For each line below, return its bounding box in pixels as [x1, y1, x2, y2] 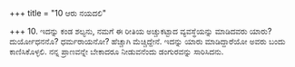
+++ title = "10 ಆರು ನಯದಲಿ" [9, 8, 107, 18]
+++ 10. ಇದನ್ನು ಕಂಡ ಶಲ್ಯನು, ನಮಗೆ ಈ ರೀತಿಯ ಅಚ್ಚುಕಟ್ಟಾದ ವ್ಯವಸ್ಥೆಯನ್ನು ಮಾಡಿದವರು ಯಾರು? [9, 26, 272, 36]
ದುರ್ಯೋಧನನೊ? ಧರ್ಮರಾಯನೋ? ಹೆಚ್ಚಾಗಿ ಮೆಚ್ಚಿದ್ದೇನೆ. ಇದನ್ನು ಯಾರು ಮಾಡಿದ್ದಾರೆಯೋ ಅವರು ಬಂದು [9, 36, 286, 46]
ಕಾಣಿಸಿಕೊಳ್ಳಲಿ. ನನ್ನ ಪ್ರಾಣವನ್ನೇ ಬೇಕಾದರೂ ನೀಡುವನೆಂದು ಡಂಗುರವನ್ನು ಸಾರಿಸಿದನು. [9, 46, 224, 57]
